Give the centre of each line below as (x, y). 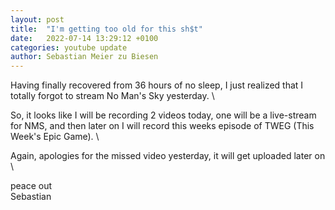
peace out (31, 186)
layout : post (37, 19)
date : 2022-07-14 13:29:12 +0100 (84, 38)
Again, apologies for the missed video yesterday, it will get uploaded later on (168, 156)
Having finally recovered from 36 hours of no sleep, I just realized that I (157, 85)
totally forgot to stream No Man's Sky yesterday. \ (112, 96)
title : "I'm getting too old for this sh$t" (106, 29)
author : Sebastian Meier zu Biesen (84, 57)
